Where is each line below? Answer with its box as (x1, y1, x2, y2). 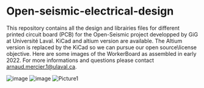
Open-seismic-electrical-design (6, 4, 174, 18)
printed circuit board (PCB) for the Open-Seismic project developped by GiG (6, 30, 199, 38)
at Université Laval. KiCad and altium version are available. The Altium (6, 37, 183, 44)
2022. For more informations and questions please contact (6, 56, 155, 64)
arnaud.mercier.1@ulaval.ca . (6, 63, 78, 70)
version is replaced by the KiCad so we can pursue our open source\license (6, 44, 197, 51)
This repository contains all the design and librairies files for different (6, 24, 180, 32)
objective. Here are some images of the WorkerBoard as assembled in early (6, 50, 197, 57)
